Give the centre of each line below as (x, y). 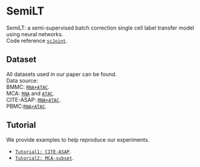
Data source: (22, 80)
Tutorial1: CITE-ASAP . (43, 151)
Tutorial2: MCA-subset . (44, 157)
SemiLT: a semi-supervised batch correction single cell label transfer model (100, 28)
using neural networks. (35, 34)
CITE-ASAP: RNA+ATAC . (34, 99)
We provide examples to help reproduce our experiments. (78, 139)
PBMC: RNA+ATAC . (27, 106)
